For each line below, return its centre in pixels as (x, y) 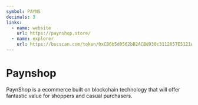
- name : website (31, 28)
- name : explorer (33, 39)
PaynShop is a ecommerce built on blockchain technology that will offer (93, 89)
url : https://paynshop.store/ (54, 33)
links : (14, 22)
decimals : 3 (21, 17)
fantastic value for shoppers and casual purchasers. (69, 96)
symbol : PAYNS (24, 11)
